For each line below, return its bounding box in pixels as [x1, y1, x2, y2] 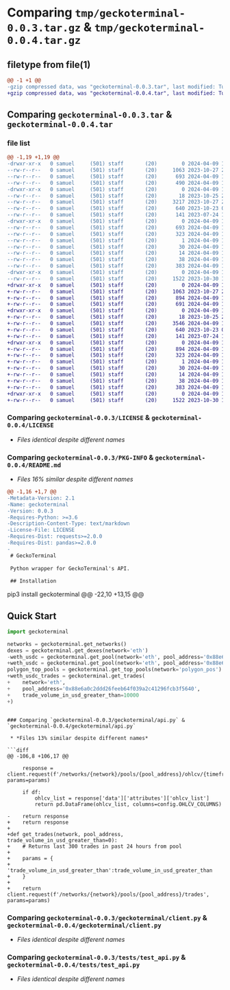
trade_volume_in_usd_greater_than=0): [7, 837, 118, 844]
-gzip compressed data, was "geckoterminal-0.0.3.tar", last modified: [7, 83, 216, 90]
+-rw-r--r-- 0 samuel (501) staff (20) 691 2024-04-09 [7, 301, 219, 308]
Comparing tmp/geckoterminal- [7, 5, 186, 21]
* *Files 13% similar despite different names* [10, 734, 149, 741]
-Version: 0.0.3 [7, 507, 53, 515]
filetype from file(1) [7, 58, 91, 70]
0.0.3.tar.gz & [7, 19, 92, 35]
